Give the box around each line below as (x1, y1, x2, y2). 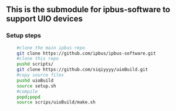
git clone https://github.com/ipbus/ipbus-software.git (16, 50, 157, 56)
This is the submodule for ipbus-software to (6, 5, 171, 15)
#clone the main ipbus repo (16, 45, 85, 51)
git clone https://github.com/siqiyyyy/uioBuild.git (16, 67, 148, 73)
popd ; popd (16, 94, 41, 100)
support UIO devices (6, 14, 83, 24)
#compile (16, 88, 38, 95)
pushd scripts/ (16, 61, 54, 67)
